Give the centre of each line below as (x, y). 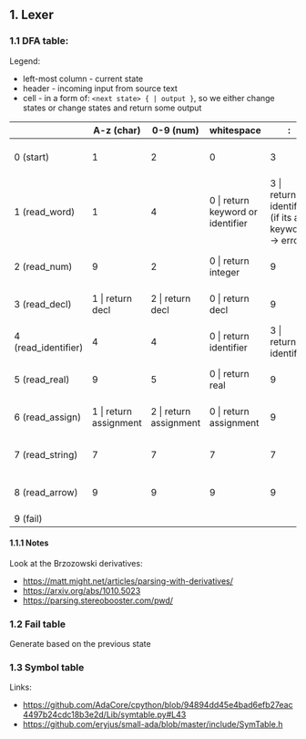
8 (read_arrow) (46, 492)
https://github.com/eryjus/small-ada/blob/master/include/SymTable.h (153, 724)
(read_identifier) (49, 348)
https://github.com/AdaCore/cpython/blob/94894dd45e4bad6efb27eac (158, 705)
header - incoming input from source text (100, 88)
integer (224, 272)
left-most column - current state (83, 78)
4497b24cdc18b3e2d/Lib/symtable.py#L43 (104, 714)
